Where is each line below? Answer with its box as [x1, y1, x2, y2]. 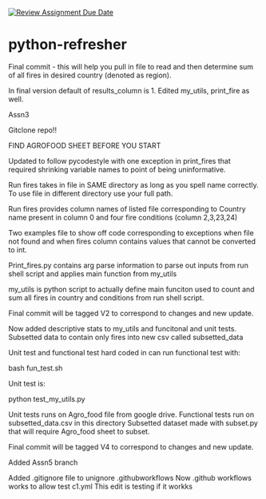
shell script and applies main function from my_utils [8, 268, 177, 279]
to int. [8, 244, 28, 255]
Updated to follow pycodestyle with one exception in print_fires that [8, 156, 231, 165]
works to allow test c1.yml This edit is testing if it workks [8, 481, 193, 491]
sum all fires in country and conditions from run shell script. [8, 292, 204, 303]
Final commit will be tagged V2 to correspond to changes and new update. [8, 308, 254, 318]
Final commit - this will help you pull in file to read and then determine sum [8, 61, 254, 71]
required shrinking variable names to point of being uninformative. [8, 164, 226, 174]
